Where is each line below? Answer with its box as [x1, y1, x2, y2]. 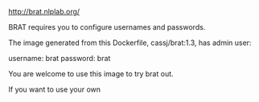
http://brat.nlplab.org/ [8, 7, 80, 16]
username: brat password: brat [8, 54, 111, 63]
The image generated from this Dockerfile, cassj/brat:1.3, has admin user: [8, 38, 252, 47]
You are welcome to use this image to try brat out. [8, 69, 175, 79]
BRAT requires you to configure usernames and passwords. [8, 22, 206, 31]
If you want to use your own [8, 84, 101, 94]
